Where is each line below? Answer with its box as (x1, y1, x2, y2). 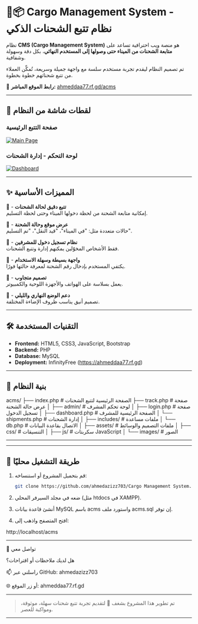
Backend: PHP (14, 346, 51, 353)
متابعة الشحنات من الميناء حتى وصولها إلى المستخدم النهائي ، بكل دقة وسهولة (6, 47, 173, 54)
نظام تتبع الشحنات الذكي (6, 22, 112, 35)
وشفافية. (6, 54, 26, 61)
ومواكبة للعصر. (20, 606, 54, 613)
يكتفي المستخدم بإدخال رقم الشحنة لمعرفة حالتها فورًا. (6, 262, 126, 270)
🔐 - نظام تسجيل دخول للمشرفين (6, 238, 78, 245)
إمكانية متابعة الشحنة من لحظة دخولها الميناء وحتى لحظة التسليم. (6, 209, 148, 216)
